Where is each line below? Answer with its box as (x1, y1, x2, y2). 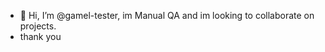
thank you (19, 31, 62, 42)
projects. (19, 20, 57, 32)
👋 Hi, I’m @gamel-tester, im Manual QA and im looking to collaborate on (19, 10, 315, 21)
